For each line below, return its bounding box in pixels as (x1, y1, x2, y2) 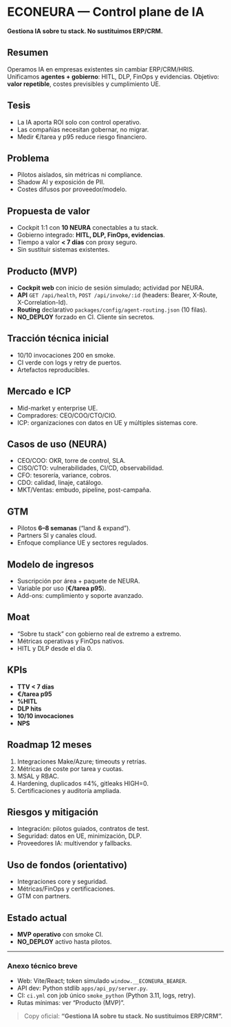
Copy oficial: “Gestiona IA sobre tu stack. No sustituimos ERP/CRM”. (23, 1012, 223, 1020)
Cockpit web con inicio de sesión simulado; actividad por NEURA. (16, 283, 204, 292)
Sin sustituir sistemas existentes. (16, 246, 110, 254)
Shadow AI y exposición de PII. (16, 178, 105, 186)
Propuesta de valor (7, 205, 91, 217)
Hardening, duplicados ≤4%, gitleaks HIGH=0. (16, 779, 149, 788)
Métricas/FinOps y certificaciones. (16, 885, 115, 893)
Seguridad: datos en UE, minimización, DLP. (16, 832, 142, 840)
